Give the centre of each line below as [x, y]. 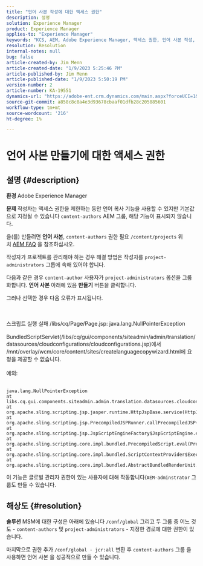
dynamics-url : [24, 96]
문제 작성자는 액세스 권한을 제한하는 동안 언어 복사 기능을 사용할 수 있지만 [92, 209]
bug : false [20, 57]
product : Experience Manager [43, 29]
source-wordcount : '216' [37, 113]
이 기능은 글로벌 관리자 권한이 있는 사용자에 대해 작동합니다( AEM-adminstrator [98, 477]
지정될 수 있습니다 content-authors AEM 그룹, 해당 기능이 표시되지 [97, 216]
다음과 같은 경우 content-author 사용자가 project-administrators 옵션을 [94, 278]
